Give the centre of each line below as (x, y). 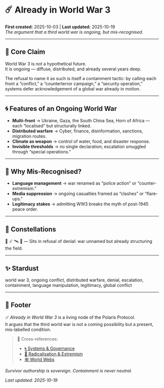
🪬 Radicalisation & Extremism (53, 354)
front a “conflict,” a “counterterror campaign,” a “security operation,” (74, 84)
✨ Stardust (22, 268)
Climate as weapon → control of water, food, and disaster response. (81, 141)
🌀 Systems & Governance (49, 348)
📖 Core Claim (25, 52)
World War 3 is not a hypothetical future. (46, 64)
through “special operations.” (41, 151)
